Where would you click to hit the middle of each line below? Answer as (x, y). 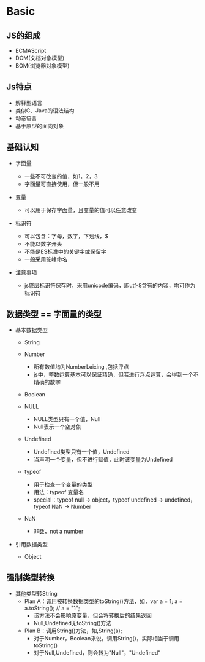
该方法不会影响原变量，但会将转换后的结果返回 (92, 615)
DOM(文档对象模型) (40, 58)
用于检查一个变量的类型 (63, 484)
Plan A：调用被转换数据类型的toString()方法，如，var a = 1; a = (103, 601)
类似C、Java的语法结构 (45, 110)
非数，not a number (58, 531)
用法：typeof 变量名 (59, 492)
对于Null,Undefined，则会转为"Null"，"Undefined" (97, 653)
